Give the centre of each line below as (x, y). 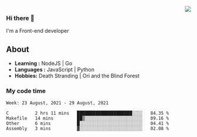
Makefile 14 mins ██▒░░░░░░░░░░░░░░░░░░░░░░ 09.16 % (87, 119)
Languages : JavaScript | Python (55, 70)
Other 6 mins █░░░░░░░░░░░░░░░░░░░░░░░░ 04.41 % (87, 124)
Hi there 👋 (21, 18)
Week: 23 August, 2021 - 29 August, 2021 (57, 103)
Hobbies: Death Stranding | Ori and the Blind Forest (77, 76)
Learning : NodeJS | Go (43, 63)
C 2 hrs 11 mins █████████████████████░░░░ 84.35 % (87, 114)
